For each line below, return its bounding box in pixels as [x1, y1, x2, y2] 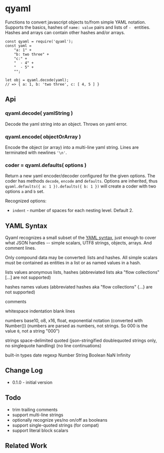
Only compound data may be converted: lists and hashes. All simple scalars [5, 255, 158, 261]
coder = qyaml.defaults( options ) [5, 162, 87, 168]
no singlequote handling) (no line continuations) [5, 343, 102, 349]
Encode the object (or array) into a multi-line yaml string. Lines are [5, 144, 139, 150]
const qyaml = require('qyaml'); [5, 39, 73, 44]
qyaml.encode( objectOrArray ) [5, 133, 81, 140]
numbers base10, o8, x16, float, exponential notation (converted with [5, 318, 143, 324]
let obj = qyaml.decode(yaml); [5, 77, 69, 82]
